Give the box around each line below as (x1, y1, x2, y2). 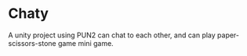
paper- (216, 30, 240, 40)
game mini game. (57, 38, 114, 47)
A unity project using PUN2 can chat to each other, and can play (8, 30, 216, 40)
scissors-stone (8, 38, 56, 47)
